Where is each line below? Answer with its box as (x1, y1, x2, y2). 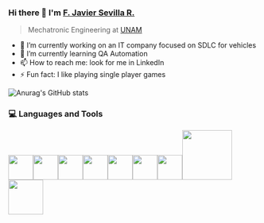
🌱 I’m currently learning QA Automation (19, 49, 149, 59)
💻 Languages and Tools (8, 109, 103, 120)
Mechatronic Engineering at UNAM (27, 25, 142, 35)
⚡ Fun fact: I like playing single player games (19, 70, 166, 79)
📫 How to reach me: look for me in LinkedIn (19, 58, 165, 67)
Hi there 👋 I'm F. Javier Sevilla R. (8, 7, 135, 18)
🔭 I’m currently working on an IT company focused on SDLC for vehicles (19, 40, 257, 50)
